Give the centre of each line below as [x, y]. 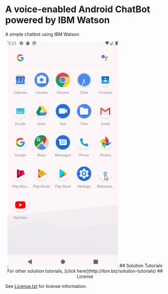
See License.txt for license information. [46, 286]
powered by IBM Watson [57, 20]
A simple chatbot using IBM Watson [42, 34]
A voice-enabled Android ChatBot [78, 9]
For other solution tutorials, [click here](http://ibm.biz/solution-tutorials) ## [85, 271]
